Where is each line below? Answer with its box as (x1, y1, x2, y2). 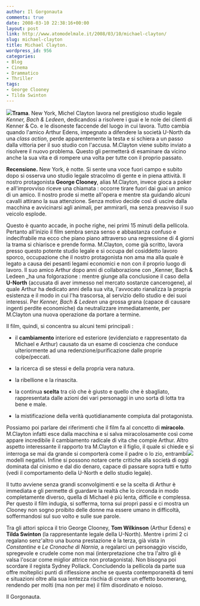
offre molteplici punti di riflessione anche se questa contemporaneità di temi (6, 568, 194, 575)
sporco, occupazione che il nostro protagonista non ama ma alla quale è (6, 253, 184, 260)
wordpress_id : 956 (6, 48, 52, 54)
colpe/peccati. (14, 353, 51, 360)
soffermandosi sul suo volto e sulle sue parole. (6, 513, 121, 520)
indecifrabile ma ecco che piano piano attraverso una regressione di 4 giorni (6, 234, 194, 241)
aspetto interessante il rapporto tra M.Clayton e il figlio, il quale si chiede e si (6, 443, 194, 450)
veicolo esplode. (6, 210, 47, 217)
